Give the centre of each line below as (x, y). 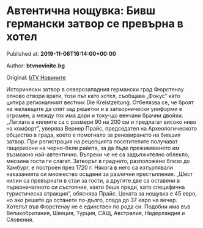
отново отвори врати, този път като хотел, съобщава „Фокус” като (93, 96)
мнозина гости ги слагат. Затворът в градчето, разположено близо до (98, 161)
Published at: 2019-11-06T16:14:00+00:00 (61, 53)
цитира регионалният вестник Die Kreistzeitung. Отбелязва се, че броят (100, 102)
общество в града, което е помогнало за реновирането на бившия (94, 135)
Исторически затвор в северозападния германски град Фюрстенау (95, 89)
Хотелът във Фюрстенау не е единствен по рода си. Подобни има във (98, 207)
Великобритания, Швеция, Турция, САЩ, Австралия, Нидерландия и (96, 213)
